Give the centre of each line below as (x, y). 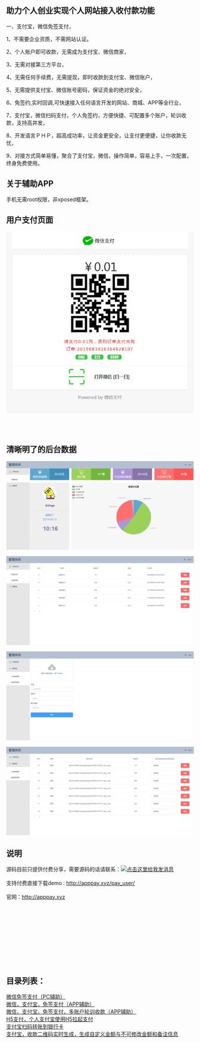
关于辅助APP (30, 184)
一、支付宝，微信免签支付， (40, 26)
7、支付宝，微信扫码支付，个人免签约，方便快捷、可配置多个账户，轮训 (94, 115)
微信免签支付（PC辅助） (36, 996)
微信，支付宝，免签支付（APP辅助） (51, 1004)
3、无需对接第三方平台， (37, 64)
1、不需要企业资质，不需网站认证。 (49, 39)
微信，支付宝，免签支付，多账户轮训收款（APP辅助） (71, 1011)
